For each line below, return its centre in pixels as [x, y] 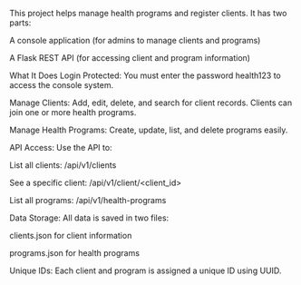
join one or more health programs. [73, 112]
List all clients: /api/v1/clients [63, 165]
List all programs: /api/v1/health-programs [88, 200]
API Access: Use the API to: [61, 147]
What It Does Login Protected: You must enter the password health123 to [145, 75]
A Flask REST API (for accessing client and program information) [130, 58]
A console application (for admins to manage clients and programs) [135, 40]
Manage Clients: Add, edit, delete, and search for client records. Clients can [151, 103]
